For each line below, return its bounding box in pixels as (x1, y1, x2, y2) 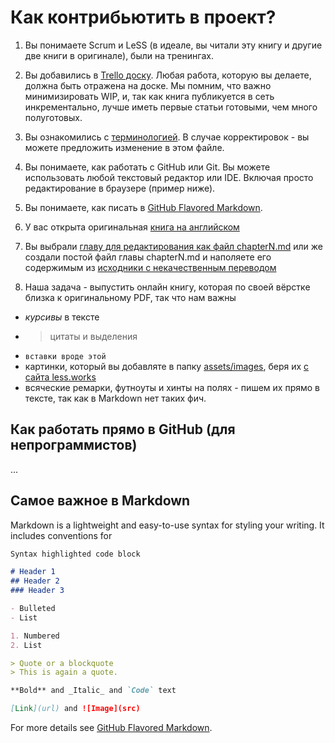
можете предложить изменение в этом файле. (24, 141, 225, 153)
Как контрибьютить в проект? (10, 6, 277, 29)
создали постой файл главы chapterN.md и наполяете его (24, 251, 272, 263)
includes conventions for (10, 529, 113, 541)
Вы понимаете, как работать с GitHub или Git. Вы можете (24, 161, 271, 173)
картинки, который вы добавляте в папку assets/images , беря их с (24, 360, 310, 372)
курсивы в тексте (24, 311, 100, 323)
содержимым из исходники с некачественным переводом (24, 261, 277, 273)
